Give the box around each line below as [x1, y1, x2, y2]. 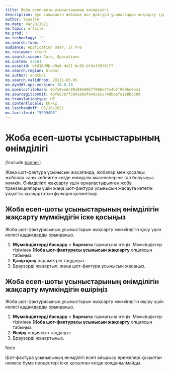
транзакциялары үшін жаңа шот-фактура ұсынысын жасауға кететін [5, 185, 153, 191]
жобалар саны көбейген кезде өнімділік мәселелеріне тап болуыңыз [5, 174, 154, 180]
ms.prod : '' [5, 31, 30, 36]
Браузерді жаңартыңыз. [12, 335, 64, 341]
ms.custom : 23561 [5, 59, 42, 64]
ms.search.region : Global [5, 68, 59, 73]
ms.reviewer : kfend [5, 49, 46, 54]
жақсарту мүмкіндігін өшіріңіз [5, 285, 108, 294]
